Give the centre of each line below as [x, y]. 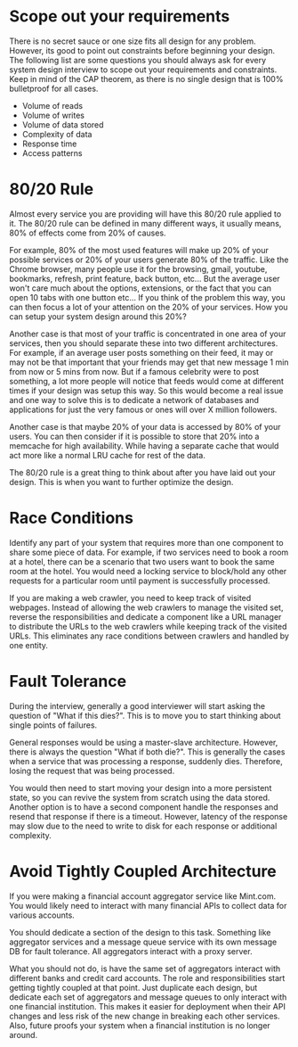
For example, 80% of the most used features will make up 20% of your [139, 250]
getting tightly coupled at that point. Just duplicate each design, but [133, 987]
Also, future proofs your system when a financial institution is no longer [140, 1025]
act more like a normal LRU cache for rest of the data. [108, 455]
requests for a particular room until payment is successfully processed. [140, 581]
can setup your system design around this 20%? [98, 316]
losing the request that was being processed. [92, 771]
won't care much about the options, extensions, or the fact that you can [141, 288]
